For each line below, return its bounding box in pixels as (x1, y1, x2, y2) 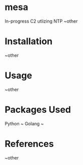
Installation (5, 36, 53, 47)
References (5, 138, 54, 149)
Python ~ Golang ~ (5, 120, 44, 126)
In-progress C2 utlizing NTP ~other (5, 18, 78, 24)
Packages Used (5, 104, 71, 115)
